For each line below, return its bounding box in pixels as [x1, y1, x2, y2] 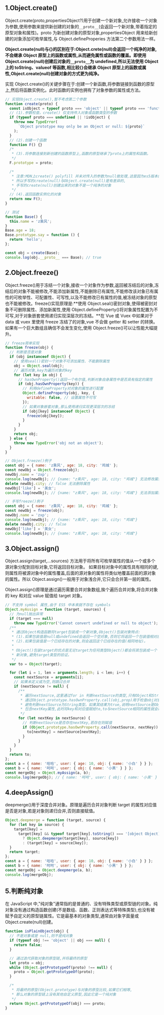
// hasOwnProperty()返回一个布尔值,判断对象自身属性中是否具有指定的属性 [18, 377, 153, 382]
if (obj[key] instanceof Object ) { [22, 409, 95, 414]
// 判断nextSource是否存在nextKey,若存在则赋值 [22, 720, 112, 725]
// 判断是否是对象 [9, 350, 42, 355]
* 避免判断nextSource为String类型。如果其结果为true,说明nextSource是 [20, 702, 155, 707]
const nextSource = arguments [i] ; [14, 675, 84, 680]
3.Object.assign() [5, 544, 60, 552]
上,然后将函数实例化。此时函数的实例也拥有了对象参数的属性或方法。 [5, 87, 143, 93]
